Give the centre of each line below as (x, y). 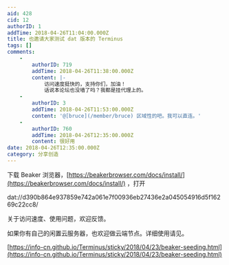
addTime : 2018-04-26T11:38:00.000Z (83, 71)
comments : (21, 52)
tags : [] (20, 45)
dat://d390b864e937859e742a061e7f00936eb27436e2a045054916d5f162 (114, 197)
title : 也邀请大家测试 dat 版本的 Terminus (65, 39)
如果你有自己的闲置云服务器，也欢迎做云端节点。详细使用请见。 (97, 233)
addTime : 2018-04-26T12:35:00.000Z (83, 135)
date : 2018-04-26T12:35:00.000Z (53, 148)
